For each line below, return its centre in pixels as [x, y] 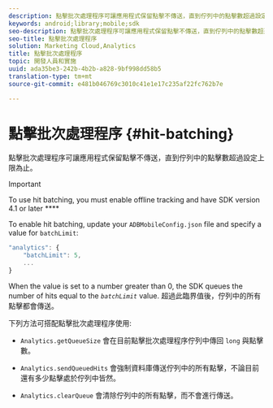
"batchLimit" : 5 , [52, 256]
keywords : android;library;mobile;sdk [74, 24]
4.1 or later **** [34, 209]
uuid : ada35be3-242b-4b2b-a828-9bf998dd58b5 [85, 69]
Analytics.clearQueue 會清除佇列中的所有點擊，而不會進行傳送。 [129, 395]
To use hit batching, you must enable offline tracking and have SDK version [134, 200]
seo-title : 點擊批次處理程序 [53, 39]
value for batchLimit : [43, 233]
